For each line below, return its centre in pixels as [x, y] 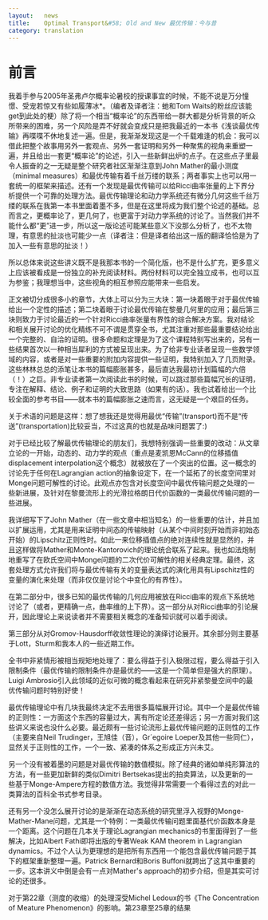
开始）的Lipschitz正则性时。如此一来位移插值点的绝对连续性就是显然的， [128, 540]
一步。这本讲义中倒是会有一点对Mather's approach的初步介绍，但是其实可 [130, 871]
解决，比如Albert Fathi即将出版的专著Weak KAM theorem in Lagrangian [125, 841]
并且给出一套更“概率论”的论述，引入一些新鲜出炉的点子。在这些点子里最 [140, 156]
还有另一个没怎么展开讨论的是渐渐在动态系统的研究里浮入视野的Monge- [126, 811]
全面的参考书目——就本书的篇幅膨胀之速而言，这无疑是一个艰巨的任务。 [134, 399]
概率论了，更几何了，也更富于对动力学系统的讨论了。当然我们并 [148, 215]
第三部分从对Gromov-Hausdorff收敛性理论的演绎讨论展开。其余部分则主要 [130, 634]
